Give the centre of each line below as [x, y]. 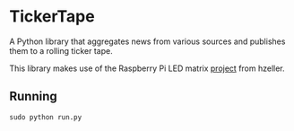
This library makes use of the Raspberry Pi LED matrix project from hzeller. [147, 68]
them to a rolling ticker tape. [61, 50]
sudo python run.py [46, 117]
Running [34, 96]
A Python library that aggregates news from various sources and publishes [147, 41]
